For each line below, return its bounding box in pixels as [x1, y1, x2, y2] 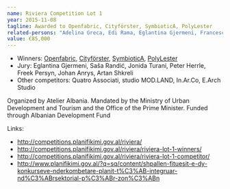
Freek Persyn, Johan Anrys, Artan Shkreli [16, 69, 133, 77]
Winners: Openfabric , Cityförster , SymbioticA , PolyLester [16, 54, 178, 62]
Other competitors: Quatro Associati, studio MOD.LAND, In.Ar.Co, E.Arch [16, 76, 221, 84]
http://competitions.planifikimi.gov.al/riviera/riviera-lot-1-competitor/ [16, 152, 210, 161]
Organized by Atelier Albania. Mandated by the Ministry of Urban [7, 97, 190, 105]
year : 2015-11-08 [7, 16, 57, 23]
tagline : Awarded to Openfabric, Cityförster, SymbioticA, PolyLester [7, 23, 213, 29]
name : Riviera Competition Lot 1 [7, 10, 103, 17]
